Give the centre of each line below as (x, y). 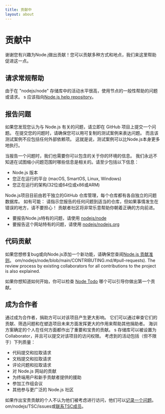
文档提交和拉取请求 (32, 359)
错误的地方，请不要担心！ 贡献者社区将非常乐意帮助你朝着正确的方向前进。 (81, 208)
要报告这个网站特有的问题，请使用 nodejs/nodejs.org (66, 225)
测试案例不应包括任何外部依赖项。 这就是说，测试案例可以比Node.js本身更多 (82, 139)
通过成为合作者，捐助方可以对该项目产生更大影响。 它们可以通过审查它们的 (81, 317)
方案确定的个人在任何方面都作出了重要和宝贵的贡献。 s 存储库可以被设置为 (81, 330)
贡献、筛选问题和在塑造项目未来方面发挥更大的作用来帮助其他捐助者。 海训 (81, 323)
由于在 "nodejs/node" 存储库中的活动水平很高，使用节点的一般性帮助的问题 (82, 91)
